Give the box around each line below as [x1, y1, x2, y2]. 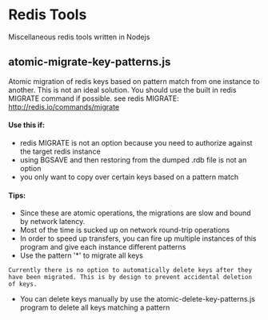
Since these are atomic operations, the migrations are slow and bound [19, 208, 251, 218]
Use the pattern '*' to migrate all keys [19, 250, 144, 261]
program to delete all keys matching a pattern [19, 302, 170, 313]
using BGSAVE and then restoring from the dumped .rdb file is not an [19, 154, 247, 165]
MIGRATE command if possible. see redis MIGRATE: [8, 94, 179, 103]
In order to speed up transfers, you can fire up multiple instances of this [19, 234, 257, 243]
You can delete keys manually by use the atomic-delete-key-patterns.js [19, 294, 256, 304]
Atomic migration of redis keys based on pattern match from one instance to [8, 76, 260, 86]
